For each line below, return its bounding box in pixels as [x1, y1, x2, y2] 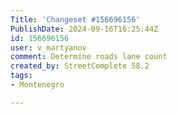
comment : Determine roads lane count [10, 52, 168, 62]
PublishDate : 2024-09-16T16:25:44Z [10, 24, 159, 34]
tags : [10, 71, 33, 81]
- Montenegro [10, 80, 65, 90]
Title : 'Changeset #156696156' [10, 14, 141, 25]
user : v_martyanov [10, 42, 87, 53]
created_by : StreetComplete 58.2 [10, 61, 150, 71]
